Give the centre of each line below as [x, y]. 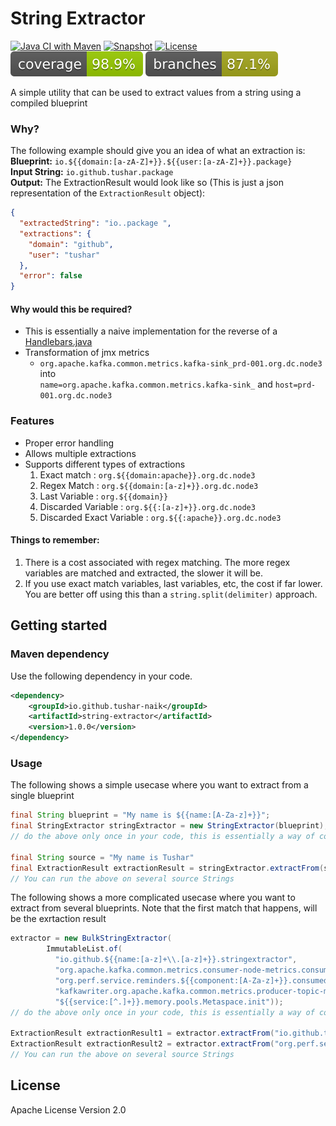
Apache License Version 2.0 [68, 1109]
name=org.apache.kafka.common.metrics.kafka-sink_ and [156, 384]
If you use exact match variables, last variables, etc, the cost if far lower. [173, 583]
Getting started [59, 625]
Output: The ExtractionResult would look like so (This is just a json [147, 183]
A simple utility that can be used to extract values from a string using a [156, 92]
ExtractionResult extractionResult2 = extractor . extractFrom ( [142, 1044]
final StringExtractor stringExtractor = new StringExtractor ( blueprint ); [169, 826]
